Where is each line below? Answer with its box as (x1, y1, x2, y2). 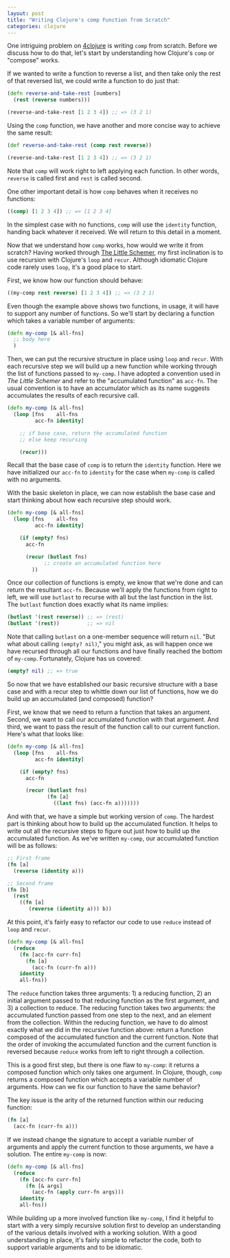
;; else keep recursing (19, 436, 88, 443)
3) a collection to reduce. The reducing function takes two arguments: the (7, 1004, 216, 1012)
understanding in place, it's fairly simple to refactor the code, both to (7, 1236, 202, 1244)
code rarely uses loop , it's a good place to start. (7, 262, 143, 271)
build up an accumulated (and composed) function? (7, 695, 154, 702)
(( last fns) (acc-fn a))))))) (53, 800, 139, 807)
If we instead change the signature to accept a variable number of (7, 1135, 194, 1143)
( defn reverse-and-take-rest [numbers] (7, 90, 122, 97)
